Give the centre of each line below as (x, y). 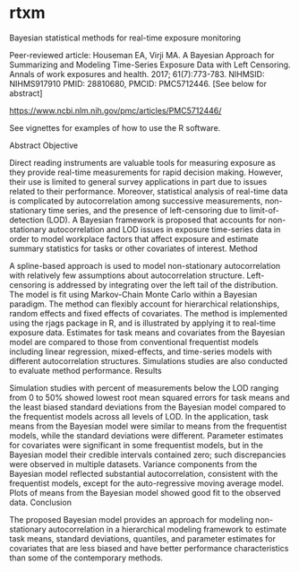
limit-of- (265, 210)
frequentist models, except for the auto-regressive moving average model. (147, 483)
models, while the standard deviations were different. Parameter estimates (146, 435)
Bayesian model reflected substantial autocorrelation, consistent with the (144, 473)
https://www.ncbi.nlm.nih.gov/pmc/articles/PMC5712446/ (115, 110)
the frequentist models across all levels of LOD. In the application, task (139, 416)
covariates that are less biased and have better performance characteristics (149, 548)
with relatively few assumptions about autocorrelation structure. (127, 275)
